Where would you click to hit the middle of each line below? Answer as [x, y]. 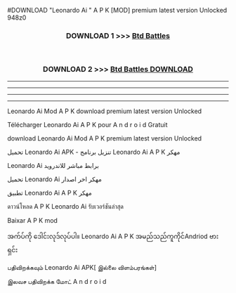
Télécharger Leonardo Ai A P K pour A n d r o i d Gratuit [87, 124]
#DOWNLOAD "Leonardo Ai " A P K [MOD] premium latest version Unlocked [117, 10]
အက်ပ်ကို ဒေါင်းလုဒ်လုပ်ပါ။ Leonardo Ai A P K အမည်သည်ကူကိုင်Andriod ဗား [113, 236]
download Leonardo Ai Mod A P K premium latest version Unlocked [105, 138]
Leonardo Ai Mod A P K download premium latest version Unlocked [105, 111]
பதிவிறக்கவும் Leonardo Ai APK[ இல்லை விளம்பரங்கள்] [82, 267]
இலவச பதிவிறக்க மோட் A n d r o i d [57, 281]
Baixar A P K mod [33, 220]
